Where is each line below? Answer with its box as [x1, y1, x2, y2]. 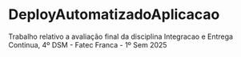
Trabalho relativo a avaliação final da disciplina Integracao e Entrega [8, 32, 234, 41]
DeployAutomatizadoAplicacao [8, 6, 220, 24]
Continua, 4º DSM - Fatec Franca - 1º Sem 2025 [8, 40, 167, 49]
